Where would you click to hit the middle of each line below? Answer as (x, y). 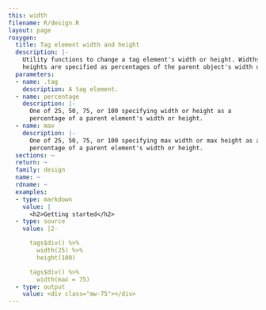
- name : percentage (47, 96)
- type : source (40, 221)
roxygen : (23, 38)
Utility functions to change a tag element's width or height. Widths (141, 60)
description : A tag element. (70, 89)
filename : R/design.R (44, 23)
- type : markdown (44, 199)
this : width (28, 15)
